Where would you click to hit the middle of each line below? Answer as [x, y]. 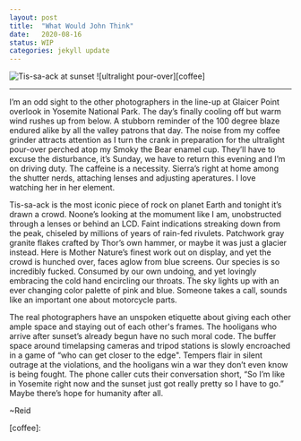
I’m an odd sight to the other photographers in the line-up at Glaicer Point [145, 102]
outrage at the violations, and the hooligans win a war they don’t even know [149, 365]
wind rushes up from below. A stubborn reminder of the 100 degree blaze [145, 121]
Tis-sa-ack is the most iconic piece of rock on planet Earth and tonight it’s [146, 205]
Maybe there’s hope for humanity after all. [86, 394]
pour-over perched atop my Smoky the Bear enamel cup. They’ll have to [142, 149]
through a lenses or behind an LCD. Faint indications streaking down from [145, 224]
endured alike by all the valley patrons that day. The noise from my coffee [145, 131]
